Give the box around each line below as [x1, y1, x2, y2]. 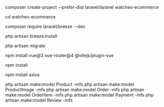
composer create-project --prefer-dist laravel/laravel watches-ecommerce [5, 4, 159, 10]
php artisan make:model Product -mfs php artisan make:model [5, 82, 134, 87]
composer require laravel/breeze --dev [5, 23, 85, 29]
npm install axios [5, 72, 40, 78]
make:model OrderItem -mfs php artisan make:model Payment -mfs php [5, 92, 154, 98]
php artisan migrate [5, 43, 46, 49]
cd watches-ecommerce [5, 14, 56, 19]
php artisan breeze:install [5, 33, 57, 39]
